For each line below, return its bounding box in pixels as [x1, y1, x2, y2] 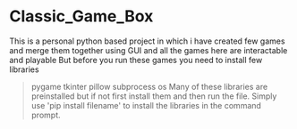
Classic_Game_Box [9, 6, 154, 27]
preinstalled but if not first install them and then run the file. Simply [30, 91, 277, 101]
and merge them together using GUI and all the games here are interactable [9, 44, 288, 55]
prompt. [30, 109, 61, 120]
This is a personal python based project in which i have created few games [9, 36, 285, 46]
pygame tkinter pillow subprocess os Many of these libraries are [30, 81, 268, 92]
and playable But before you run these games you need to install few [9, 54, 263, 65]
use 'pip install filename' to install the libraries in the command [30, 100, 262, 110]
